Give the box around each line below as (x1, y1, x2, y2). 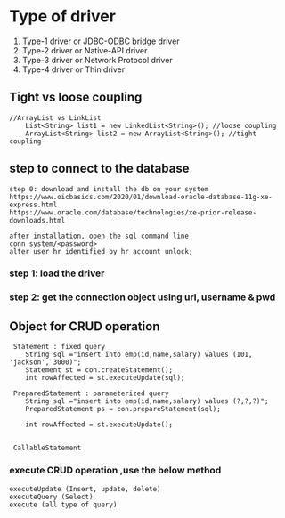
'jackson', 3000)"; (9, 358, 82, 367)
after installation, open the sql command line (9, 231, 190, 240)
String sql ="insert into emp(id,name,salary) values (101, (25, 350, 253, 360)
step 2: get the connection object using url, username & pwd (9, 291, 276, 304)
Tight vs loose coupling (9, 90, 142, 105)
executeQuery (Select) (9, 492, 94, 501)
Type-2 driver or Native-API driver (21, 45, 148, 55)
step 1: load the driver (9, 267, 105, 279)
